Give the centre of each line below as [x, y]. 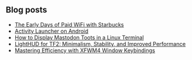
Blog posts [26, 10]
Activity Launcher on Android [51, 31]
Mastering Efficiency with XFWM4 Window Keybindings [85, 50]
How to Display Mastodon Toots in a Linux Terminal [79, 37]
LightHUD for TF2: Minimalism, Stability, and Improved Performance [100, 44]
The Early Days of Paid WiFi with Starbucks [69, 24]
